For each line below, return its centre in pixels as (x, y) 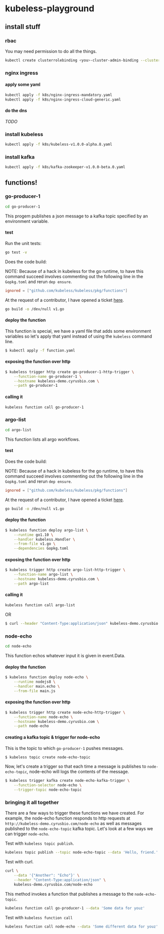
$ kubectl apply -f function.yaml (40, 350)
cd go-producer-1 (23, 207)
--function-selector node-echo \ (48, 785)
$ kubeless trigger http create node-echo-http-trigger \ (65, 712)
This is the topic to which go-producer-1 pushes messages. (64, 748)
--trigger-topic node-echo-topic (48, 790)
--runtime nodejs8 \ (35, 682)
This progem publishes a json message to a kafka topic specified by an (76, 216)
